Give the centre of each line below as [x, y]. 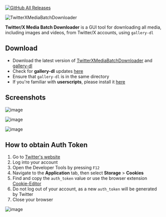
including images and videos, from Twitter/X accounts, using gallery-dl [79, 32]
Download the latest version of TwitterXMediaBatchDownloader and [82, 60]
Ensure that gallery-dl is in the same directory [61, 76]
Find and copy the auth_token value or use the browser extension [80, 178]
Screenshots [25, 98]
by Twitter [23, 194]
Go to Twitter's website [36, 157]
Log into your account [35, 162]
